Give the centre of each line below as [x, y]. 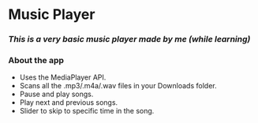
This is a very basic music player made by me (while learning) [129, 39]
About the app [36, 61]
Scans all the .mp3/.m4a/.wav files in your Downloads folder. [118, 86]
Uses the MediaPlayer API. [63, 77]
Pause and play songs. [56, 94]
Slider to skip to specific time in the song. [87, 111]
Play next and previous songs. [69, 102]
